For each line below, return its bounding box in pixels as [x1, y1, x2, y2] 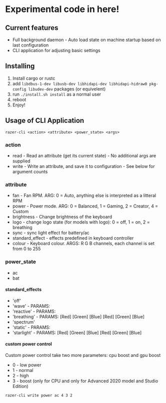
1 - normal [12, 367, 33, 373]
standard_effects [5, 287, 41, 293]
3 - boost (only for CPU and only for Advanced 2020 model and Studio [12, 377, 158, 384]
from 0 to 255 [12, 246, 41, 252]
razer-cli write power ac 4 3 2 [5, 392, 72, 398]
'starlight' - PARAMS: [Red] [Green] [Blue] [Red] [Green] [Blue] [12, 329, 142, 335]
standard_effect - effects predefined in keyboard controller [12, 235, 134, 241]
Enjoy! [12, 102, 25, 108]
